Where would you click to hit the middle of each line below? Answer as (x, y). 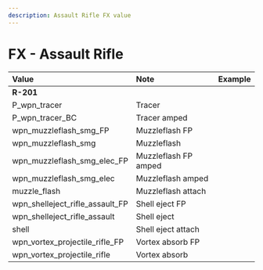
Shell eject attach (168, 229)
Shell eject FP (161, 203)
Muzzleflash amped (172, 178)
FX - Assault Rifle (66, 54)
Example (234, 79)
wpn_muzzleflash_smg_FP (61, 130)
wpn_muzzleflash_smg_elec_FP (70, 160)
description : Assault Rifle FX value (70, 15)
